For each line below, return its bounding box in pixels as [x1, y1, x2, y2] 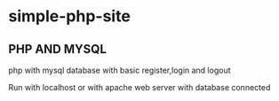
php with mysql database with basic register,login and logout [8, 65, 231, 75]
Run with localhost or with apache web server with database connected [8, 82, 271, 92]
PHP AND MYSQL [8, 42, 108, 57]
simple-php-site [8, 6, 131, 27]
